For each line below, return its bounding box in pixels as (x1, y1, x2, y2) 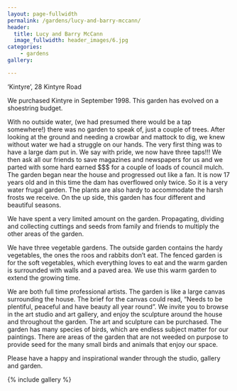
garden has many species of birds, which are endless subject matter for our (7, 325, 229, 333)
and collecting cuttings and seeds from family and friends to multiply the (7, 222, 220, 230)
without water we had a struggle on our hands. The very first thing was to (7, 140, 222, 149)
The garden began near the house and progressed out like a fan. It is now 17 (7, 170, 231, 178)
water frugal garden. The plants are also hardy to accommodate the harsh (7, 186, 224, 194)
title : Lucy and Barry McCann (13, 30, 103, 38)
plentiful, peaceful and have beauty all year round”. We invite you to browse (7, 302, 228, 311)
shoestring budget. (7, 104, 63, 112)
